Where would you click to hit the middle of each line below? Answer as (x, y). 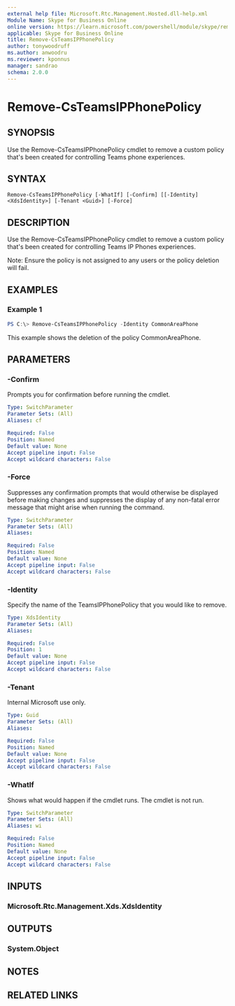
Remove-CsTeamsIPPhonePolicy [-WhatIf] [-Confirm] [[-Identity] (103, 195)
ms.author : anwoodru (37, 53)
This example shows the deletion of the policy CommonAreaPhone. (104, 337)
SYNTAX (27, 179)
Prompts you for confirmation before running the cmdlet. (89, 395)
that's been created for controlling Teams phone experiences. (96, 157)
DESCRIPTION (38, 222)
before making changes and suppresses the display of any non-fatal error (114, 500)
